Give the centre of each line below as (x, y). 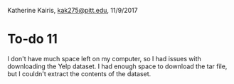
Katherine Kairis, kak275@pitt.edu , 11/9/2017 (73, 10)
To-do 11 (33, 39)
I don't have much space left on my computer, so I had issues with (104, 58)
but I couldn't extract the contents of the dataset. (79, 73)
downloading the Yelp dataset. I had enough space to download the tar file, (117, 66)
